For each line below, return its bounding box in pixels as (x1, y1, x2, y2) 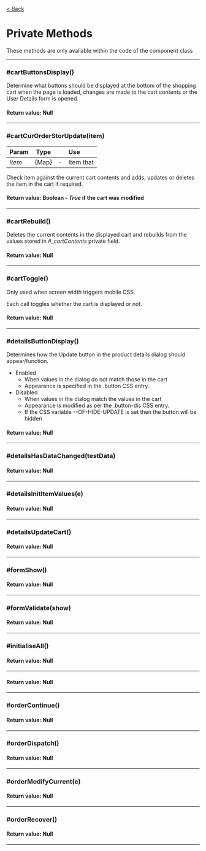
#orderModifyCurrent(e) (6, 777, 81, 785)
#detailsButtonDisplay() (6, 337, 79, 345)
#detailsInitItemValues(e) (6, 490, 84, 498)
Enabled (15, 369, 37, 376)
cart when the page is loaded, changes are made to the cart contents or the (6, 88, 198, 96)
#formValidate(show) (6, 603, 72, 612)
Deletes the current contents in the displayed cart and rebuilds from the (6, 231, 187, 239)
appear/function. (6, 357, 49, 365)
